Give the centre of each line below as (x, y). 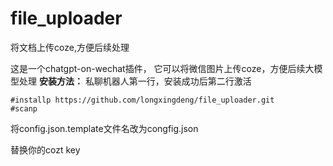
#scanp (24, 108)
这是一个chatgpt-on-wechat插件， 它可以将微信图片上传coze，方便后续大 (162, 68)
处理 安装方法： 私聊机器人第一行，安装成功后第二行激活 (135, 81)
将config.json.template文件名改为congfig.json (104, 128)
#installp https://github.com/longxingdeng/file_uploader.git (142, 100)
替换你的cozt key (45, 149)
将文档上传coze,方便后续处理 (70, 47)
